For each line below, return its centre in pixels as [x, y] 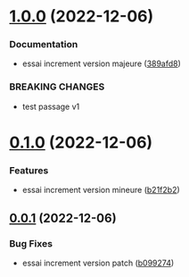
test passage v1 [51, 106]
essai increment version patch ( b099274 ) [98, 263]
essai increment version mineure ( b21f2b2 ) [101, 190]
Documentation [44, 45]
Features [29, 170]
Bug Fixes [31, 243]
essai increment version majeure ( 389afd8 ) [101, 63]
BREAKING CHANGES [57, 87]
